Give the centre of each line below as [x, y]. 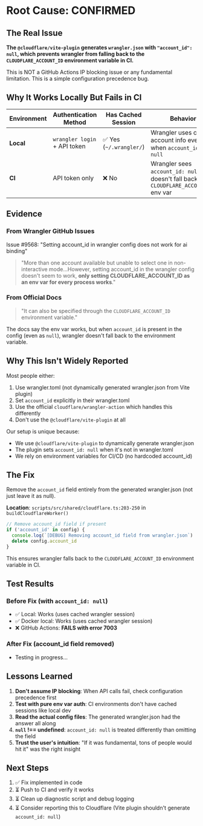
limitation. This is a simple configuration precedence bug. [78, 79]
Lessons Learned [39, 677]
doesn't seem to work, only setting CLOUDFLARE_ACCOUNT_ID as [105, 275]
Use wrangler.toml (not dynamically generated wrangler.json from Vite [102, 387]
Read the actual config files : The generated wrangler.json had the [98, 717]
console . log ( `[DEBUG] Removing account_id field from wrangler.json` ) [102, 536]
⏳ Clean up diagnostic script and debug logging [75, 799]
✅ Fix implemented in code [49, 782]
